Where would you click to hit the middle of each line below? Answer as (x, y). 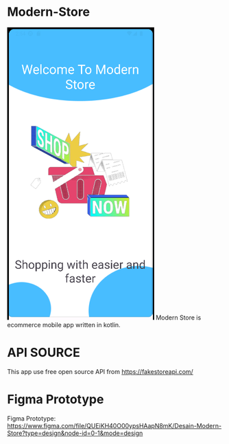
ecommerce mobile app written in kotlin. (64, 324)
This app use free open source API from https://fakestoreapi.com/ (100, 371)
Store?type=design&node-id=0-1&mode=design (75, 433)
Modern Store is (178, 318)
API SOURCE (44, 353)
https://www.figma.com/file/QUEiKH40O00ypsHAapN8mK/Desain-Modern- (114, 425)
